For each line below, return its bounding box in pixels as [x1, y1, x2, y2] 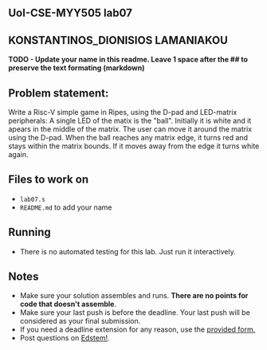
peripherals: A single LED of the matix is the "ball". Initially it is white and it [8, 116, 252, 126]
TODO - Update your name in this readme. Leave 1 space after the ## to [8, 55, 249, 65]
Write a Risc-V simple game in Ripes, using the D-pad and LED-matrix [8, 108, 238, 117]
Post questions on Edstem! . [19, 333, 110, 343]
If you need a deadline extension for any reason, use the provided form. [19, 324, 256, 334]
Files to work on [8, 173, 89, 187]
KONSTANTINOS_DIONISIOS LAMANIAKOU [8, 33, 229, 47]
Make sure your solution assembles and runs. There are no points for [19, 291, 249, 301]
